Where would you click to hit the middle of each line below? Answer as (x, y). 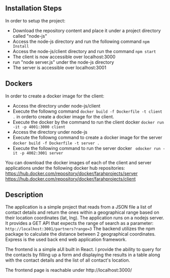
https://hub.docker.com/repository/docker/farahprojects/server (72, 173)
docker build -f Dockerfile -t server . (56, 143)
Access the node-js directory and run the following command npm (81, 41)
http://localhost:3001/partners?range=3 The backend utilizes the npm (80, 229)
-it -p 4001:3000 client (39, 127)
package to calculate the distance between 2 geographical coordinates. (81, 234)
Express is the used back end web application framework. (66, 240)
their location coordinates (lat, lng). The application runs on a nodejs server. (85, 218)
